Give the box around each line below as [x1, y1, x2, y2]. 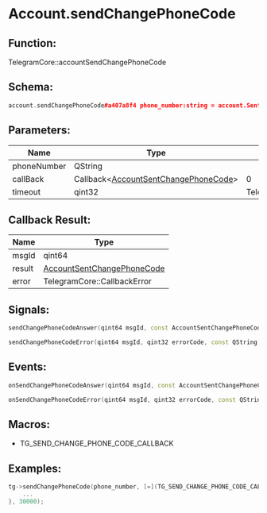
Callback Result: [8, 213, 91, 226]
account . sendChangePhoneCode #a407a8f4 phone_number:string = [8, 101, 215, 110]
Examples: [8, 461, 62, 475]
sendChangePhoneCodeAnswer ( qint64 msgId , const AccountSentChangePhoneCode [8, 324, 265, 332]
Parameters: [8, 124, 71, 137]
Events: [8, 361, 47, 374]
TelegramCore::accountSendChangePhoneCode [8, 57, 167, 67]
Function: [8, 37, 57, 50]
